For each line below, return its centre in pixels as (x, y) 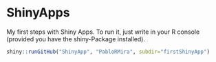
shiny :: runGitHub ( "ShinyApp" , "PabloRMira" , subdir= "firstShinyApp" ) (108, 52)
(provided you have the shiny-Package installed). (76, 39)
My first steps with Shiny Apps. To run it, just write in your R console (103, 32)
